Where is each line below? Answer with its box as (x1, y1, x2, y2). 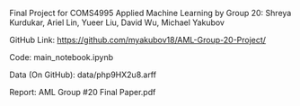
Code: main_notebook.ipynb (9, 52, 114, 62)
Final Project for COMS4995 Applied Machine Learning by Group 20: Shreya (9, 8, 292, 18)
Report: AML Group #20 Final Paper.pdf (9, 87, 156, 97)
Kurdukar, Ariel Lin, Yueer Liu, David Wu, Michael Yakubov (9, 17, 225, 28)
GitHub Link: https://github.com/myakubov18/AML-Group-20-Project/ (9, 35, 267, 45)
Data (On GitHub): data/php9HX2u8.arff (9, 69, 157, 80)
